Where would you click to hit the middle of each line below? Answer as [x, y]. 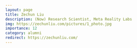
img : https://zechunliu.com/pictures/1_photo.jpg [59, 24]
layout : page [19, 10]
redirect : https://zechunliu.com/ [42, 38]
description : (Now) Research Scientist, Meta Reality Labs [69, 19]
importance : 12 [21, 28]
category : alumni [24, 33]
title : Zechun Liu [25, 14]
